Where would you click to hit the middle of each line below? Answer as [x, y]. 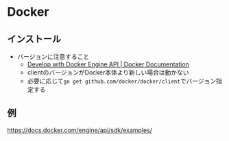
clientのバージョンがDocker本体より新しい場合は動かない [108, 72]
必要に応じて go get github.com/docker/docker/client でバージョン [122, 81]
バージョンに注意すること [53, 56]
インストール [34, 39]
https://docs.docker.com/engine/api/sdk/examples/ [80, 130]
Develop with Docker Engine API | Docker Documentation [108, 64]
